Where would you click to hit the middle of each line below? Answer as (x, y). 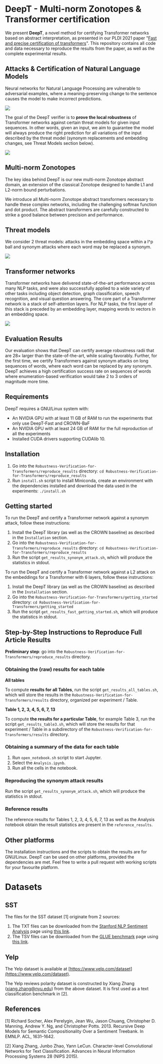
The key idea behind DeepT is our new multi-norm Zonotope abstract (74, 179)
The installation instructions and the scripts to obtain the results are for (76, 852)
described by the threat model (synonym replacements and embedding (76, 138)
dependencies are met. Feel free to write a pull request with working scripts (81, 862)
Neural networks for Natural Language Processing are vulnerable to (73, 88)
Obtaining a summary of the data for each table (62, 747)
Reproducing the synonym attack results (54, 780)
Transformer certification (58, 19)
